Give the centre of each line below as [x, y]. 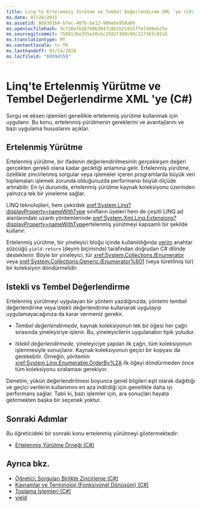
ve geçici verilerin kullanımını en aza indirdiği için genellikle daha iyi [89, 387]
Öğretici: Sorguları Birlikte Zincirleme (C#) [67, 478]
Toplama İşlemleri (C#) [43, 491]
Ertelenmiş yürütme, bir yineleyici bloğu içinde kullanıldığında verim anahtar [100, 242]
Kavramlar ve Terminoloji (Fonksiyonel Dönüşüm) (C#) [82, 485]
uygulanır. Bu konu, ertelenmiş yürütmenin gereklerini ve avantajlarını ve [95, 122]
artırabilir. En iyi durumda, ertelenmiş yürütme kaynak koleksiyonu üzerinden [100, 187]
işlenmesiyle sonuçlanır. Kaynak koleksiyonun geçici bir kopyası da [97, 350]
